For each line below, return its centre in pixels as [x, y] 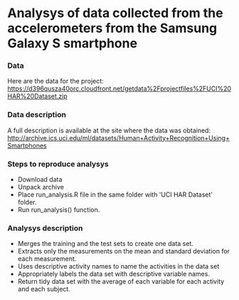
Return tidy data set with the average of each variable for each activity [121, 281]
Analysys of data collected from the [115, 13]
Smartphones [27, 145]
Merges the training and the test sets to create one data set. [105, 244]
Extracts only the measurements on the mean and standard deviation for [123, 252]
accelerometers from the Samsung [112, 28]
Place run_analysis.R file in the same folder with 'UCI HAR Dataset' [115, 195]
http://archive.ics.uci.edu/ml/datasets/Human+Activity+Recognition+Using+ [118, 138]
